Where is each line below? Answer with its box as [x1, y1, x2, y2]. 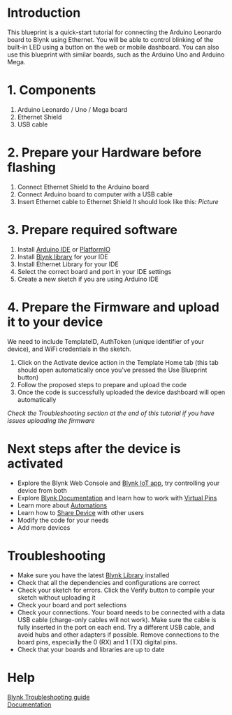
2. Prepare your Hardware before [7, 145, 202, 161]
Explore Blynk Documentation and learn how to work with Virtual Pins [17, 493, 217, 502]
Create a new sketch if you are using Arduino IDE [17, 275, 159, 283]
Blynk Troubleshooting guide [7, 693, 90, 701]
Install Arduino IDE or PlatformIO [17, 245, 110, 253]
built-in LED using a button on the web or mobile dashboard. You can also [7, 43, 219, 51]
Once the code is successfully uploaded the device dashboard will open [17, 388, 226, 396]
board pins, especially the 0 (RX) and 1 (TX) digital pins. [17, 637, 177, 646]
